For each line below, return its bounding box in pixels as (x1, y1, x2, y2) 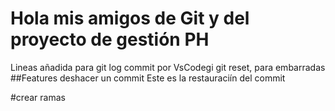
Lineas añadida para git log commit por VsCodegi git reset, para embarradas (10, 61, 326, 73)
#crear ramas (10, 91, 66, 103)
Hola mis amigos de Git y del (10, 7, 250, 30)
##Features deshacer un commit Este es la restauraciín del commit (10, 72, 286, 84)
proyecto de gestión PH (10, 28, 210, 51)
